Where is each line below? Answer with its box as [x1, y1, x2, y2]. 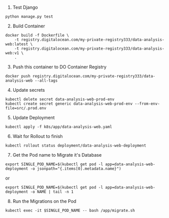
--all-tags [35, 78, 58, 83]
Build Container [12, 23, 46, 29]
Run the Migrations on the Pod [12, 198, 77, 204]
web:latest [5, 42, 28, 47]
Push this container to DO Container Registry [12, 64, 107, 70]
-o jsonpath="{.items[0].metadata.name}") [30, 166, 122, 171]
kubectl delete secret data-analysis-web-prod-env [5, 97, 115, 102]
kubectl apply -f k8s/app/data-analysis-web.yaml [5, 124, 113, 129]
